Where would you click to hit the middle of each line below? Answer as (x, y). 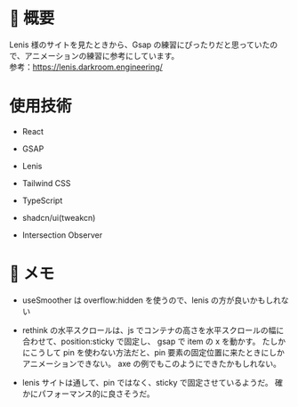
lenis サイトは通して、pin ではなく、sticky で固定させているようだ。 (147, 382)
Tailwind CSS (46, 183)
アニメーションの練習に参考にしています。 (102, 55)
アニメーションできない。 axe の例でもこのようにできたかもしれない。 (152, 363)
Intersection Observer (62, 235)
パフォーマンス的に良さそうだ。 (97, 394)
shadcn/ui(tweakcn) (59, 217)
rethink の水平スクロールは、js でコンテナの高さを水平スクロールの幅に (153, 330)
